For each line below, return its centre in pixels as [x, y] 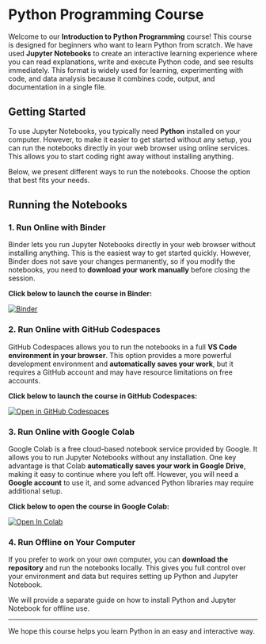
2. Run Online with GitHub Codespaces [84, 330]
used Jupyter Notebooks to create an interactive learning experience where [133, 53]
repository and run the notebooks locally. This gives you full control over [127, 568]
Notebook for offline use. [49, 608]
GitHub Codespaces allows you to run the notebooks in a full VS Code [123, 347]
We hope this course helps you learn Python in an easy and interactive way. [132, 631]
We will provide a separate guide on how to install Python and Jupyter [122, 600]
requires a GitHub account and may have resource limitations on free [121, 372]
